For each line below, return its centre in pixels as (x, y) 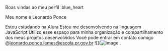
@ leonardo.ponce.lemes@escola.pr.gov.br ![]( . (63, 43)
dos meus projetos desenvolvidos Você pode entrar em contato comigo (79, 38)
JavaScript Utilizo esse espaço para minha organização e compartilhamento (84, 32)
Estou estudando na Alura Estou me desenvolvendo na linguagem (73, 27)
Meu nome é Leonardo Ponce (36, 17)
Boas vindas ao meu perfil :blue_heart (45, 7)
